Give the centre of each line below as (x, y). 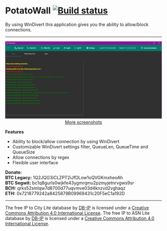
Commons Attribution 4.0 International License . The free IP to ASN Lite (78, 213)
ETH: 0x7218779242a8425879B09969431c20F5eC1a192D (65, 193)
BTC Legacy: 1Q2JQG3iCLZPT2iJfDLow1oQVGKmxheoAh (64, 177)
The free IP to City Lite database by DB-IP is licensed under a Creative (77, 208)
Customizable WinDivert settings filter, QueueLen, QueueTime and (80, 147)
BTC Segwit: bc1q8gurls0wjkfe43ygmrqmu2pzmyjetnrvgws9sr (70, 183)
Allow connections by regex (41, 157)
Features (14, 132)
